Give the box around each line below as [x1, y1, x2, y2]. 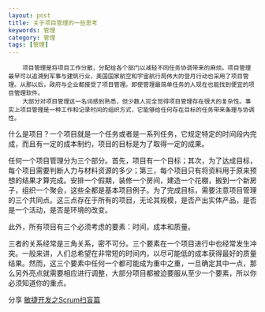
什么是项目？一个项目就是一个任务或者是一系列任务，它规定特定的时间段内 [8, 130, 250, 139]
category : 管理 [8, 33, 56, 42]
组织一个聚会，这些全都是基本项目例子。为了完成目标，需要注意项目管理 [21, 186, 257, 195]
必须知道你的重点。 [8, 278, 71, 288]
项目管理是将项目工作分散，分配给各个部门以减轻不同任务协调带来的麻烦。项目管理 [22, 64, 252, 72]
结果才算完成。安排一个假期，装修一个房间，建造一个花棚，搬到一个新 [21, 175, 250, 186]
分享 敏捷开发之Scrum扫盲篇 [8, 295, 101, 305]
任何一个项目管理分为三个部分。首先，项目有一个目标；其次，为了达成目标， [8, 156, 257, 166]
